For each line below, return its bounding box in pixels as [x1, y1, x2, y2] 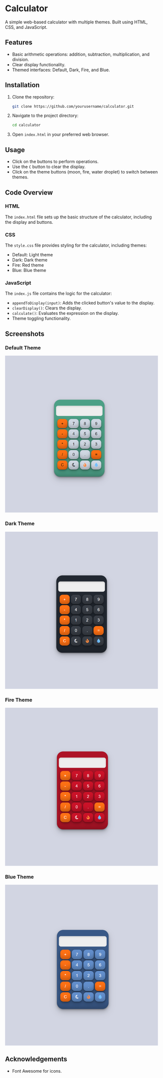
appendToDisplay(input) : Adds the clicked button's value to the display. [12, 300, 155, 306]
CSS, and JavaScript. [5, 24, 48, 30]
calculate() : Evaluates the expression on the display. [12, 310, 119, 316]
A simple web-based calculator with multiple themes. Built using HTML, [5, 19, 148, 25]
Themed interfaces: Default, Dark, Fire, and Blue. [12, 67, 110, 73]
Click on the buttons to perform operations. [12, 159, 99, 165]
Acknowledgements [5, 1055, 67, 1063]
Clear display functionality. [12, 61, 65, 67]
